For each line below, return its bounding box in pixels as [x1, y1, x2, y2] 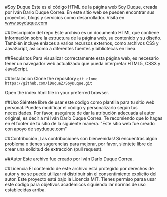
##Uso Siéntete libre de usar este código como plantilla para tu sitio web [5, 99, 155, 105]
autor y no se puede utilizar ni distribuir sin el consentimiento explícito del [5, 171, 157, 177]
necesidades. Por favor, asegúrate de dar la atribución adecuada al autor [5, 110, 155, 116]
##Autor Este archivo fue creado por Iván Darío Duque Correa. [5, 156, 134, 162]
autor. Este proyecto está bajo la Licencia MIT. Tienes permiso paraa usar [5, 176, 156, 182]
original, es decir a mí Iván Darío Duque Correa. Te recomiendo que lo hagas [5, 115, 163, 121]
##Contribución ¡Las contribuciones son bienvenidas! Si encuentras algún [5, 136, 157, 141]
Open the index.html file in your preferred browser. [5, 90, 110, 95]
